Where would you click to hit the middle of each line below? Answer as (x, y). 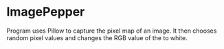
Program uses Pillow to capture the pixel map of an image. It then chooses (112, 31)
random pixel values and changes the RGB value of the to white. (97, 37)
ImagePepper (46, 12)
